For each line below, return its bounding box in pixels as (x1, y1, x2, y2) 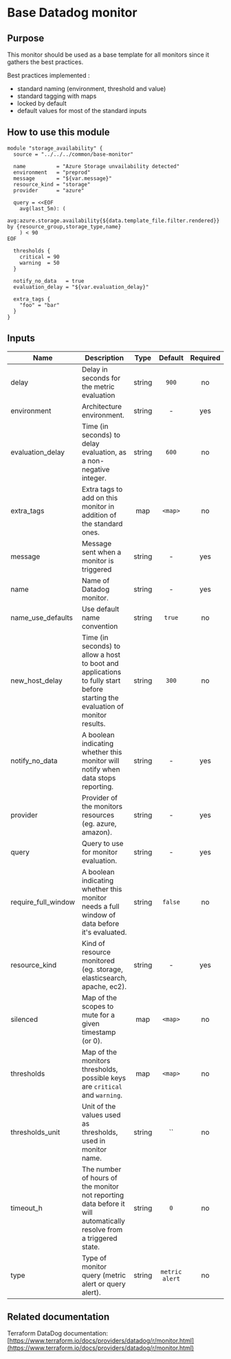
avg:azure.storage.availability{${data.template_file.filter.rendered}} (7, 217, 220, 224)
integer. (81, 473, 107, 483)
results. (81, 718, 106, 728)
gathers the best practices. (7, 58, 84, 66)
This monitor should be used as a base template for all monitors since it (7, 50, 210, 59)
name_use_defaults (10, 612, 74, 622)
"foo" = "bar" (19, 301, 60, 308)
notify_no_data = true (13, 277, 85, 284)
